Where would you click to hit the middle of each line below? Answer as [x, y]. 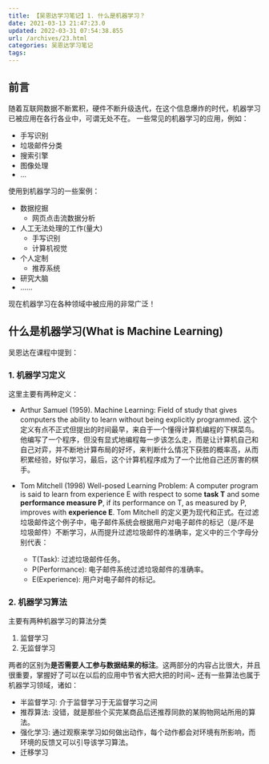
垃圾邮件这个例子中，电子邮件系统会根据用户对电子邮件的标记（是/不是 [137, 522]
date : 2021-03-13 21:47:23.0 [57, 23]
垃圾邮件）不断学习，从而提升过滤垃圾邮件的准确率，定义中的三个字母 [136, 532]
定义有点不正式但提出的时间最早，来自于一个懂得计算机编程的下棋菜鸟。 [139, 429]
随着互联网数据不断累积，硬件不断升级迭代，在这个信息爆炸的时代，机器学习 [134, 108]
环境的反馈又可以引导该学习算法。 [76, 742]
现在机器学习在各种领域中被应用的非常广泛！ [82, 303]
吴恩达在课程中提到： [43, 352]
